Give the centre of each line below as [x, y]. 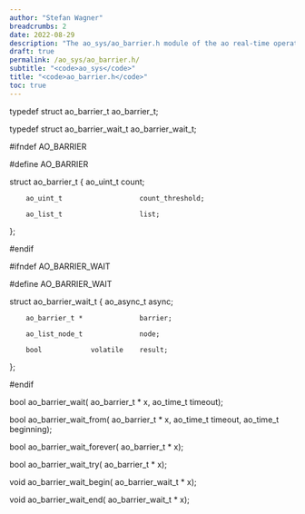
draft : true [32, 52]
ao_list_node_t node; [93, 334]
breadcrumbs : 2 [38, 26]
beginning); [31, 429]
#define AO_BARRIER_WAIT [61, 283]
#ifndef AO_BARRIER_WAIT [60, 266]
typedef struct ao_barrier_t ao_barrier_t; [84, 111]
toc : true [28, 85]
